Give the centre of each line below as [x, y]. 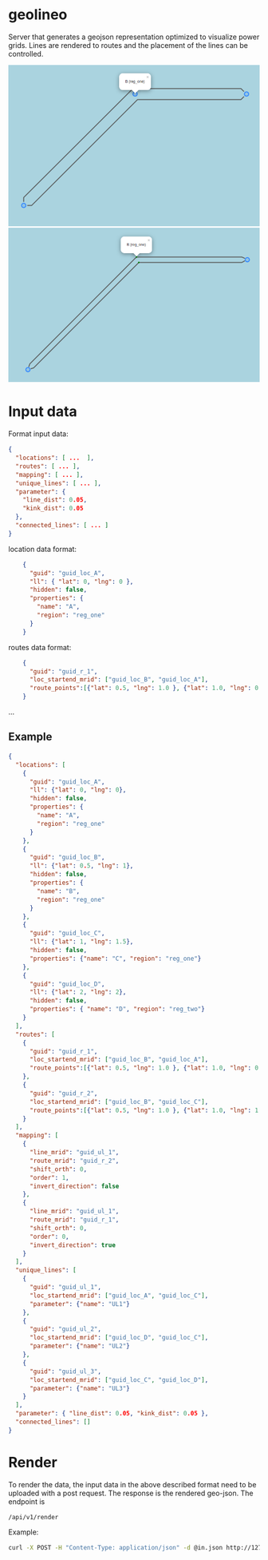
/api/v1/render [33, 1517]
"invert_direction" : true [72, 1245]
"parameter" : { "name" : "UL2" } [79, 1346]
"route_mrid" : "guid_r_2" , [74, 1161]
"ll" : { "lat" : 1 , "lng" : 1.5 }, [81, 942]
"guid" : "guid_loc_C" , [67, 933]
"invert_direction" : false [74, 1186]
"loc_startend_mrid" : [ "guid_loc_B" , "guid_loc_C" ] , [119, 1102]
